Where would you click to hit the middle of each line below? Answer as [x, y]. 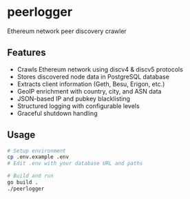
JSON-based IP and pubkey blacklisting [74, 98]
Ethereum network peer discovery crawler [67, 31]
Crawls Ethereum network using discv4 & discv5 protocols [100, 69]
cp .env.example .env [38, 157]
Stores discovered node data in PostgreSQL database [93, 76]
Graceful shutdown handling [57, 113]
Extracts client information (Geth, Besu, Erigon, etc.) [91, 84]
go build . [23, 182]
